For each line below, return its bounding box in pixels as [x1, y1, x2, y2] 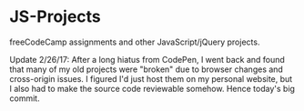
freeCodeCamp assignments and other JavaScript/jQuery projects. [9, 36, 260, 47]
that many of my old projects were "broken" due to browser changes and [9, 64, 284, 75]
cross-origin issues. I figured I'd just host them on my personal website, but [9, 73, 293, 84]
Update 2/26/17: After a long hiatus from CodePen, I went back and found [9, 54, 285, 65]
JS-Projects [9, 6, 102, 27]
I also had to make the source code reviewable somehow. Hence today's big [9, 83, 296, 94]
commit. [9, 93, 40, 104]
